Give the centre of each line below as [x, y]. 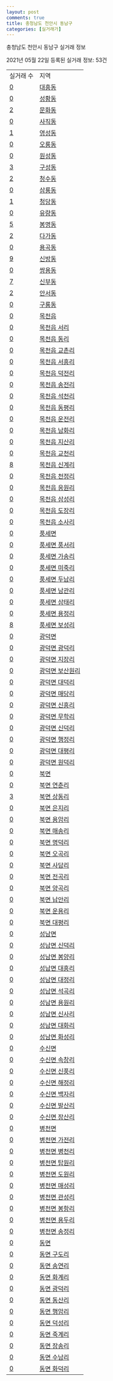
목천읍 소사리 [57, 522]
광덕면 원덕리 [57, 762]
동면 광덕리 [54, 1289]
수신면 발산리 [57, 1106]
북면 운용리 [54, 911]
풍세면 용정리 [57, 614]
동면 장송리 [54, 1346]
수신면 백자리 [57, 1094]
